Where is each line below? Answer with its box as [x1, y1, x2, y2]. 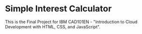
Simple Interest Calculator [5, 3, 112, 14]
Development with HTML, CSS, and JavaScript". [5, 24, 100, 29]
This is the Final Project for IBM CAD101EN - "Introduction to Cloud [5, 19, 138, 25]
